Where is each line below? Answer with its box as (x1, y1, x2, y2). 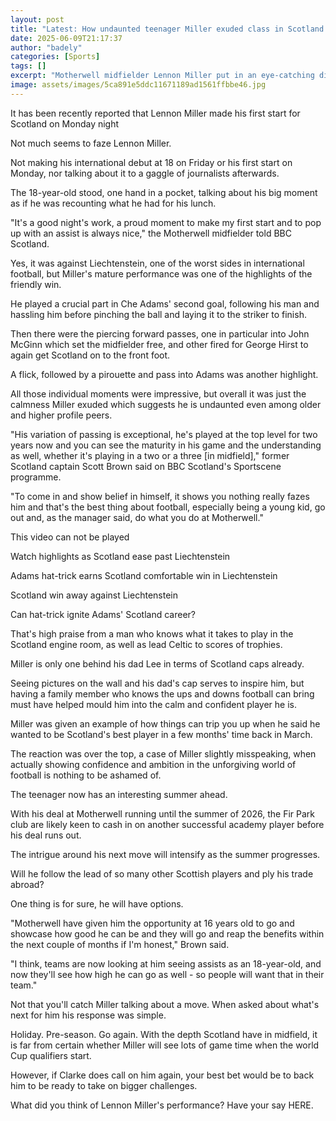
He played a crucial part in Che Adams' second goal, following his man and (10, 297, 320, 310)
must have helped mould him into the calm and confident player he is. (10, 698, 298, 710)
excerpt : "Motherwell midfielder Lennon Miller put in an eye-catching (10, 71, 315, 81)
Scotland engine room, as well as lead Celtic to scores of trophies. (10, 638, 283, 650)
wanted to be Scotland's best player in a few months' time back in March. (10, 728, 313, 740)
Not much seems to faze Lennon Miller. (10, 137, 172, 149)
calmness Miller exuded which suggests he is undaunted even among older (10, 398, 322, 410)
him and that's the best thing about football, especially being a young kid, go (10, 501, 326, 513)
